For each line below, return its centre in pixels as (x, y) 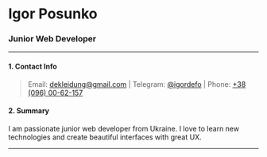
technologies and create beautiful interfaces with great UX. (105, 137)
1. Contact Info (33, 67)
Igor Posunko (53, 14)
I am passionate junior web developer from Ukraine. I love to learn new (124, 128)
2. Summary (29, 111)
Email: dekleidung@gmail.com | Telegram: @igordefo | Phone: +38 (137, 84)
